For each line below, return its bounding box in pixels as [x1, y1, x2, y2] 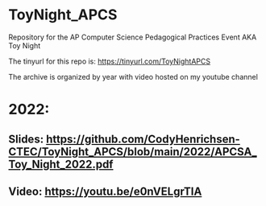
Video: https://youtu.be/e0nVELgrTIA [8, 184, 202, 198]
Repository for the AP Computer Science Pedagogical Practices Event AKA [8, 32, 257, 42]
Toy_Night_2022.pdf [8, 157, 114, 171]
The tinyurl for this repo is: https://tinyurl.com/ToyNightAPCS [8, 56, 211, 66]
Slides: [8, 132, 44, 146]
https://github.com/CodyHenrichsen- [45, 132, 240, 146]
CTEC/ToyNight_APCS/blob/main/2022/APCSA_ [8, 145, 257, 159]
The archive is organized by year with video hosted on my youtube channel [8, 72, 258, 81]
